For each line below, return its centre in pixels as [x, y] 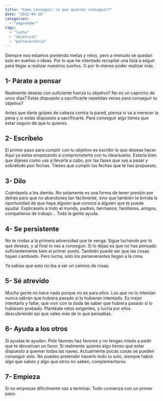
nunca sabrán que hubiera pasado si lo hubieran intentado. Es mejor [74, 298]
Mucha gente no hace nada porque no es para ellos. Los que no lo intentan [81, 293]
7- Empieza [23, 377]
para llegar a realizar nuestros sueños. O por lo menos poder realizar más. [80, 65]
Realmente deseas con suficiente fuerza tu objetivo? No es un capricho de [80, 93]
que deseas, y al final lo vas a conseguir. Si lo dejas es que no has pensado [81, 246]
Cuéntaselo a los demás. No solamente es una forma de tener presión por [79, 193]
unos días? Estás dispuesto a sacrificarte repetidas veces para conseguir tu [81, 98]
